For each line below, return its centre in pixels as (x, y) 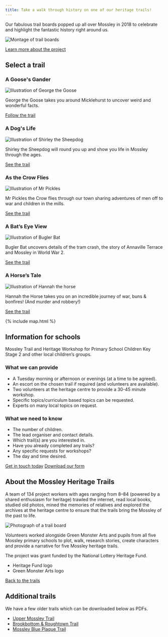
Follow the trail (20, 115)
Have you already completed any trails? (53, 445)
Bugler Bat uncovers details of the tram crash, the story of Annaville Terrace (84, 247)
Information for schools (43, 337)
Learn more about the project (36, 49)
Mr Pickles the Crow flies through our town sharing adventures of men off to (84, 198)
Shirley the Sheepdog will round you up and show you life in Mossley (77, 149)
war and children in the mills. (35, 203)
